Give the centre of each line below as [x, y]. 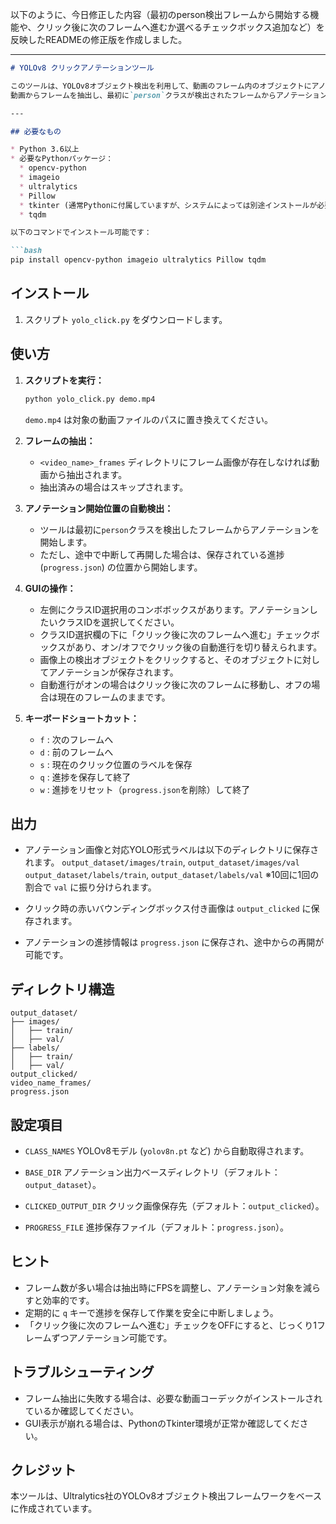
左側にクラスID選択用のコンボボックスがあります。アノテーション [174, 609]
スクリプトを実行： [64, 380]
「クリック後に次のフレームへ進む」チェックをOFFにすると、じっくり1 [170, 1325]
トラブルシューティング [82, 1372]
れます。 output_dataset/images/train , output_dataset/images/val [162, 862]
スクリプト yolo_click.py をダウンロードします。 [126, 319]
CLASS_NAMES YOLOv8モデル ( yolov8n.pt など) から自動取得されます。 [167, 1150]
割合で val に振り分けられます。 [90, 887]
